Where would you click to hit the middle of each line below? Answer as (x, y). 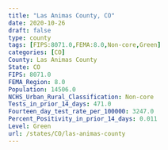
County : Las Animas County (53, 60)
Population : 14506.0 (42, 89)
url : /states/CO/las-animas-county (67, 133)
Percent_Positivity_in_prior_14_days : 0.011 (83, 119)
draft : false (30, 30)
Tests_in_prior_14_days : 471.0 (60, 104)
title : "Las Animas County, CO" (61, 15)
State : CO (25, 67)
